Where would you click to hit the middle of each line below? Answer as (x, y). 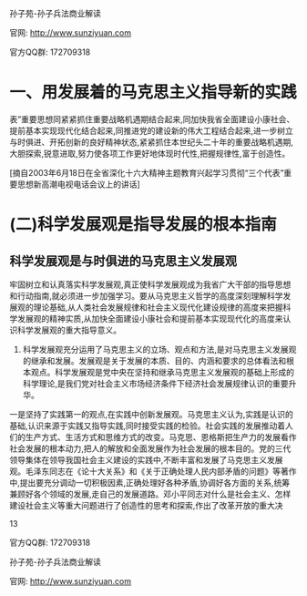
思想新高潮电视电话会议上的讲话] (79, 184)
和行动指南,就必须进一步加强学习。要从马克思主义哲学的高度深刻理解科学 (147, 295)
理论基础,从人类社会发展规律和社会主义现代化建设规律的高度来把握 (159, 307)
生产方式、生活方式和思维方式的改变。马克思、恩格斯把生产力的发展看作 (161, 437)
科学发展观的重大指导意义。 (69, 330)
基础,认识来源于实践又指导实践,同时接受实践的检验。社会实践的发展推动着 (148, 426)
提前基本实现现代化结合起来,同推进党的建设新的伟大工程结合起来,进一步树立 (152, 130)
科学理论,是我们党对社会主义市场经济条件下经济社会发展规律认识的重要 (155, 383)
